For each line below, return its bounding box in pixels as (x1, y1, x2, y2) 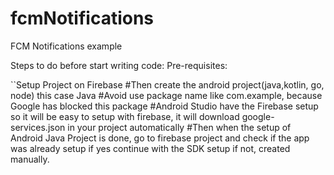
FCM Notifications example (10, 40, 123, 52)
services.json (10, 121, 66, 133)
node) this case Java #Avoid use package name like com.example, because (10, 89, 323, 101)
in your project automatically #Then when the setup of (67, 121, 292, 133)
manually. (10, 153, 50, 165)
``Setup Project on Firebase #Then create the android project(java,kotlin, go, (10, 78, 325, 91)
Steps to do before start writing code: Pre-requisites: (10, 59, 228, 71)
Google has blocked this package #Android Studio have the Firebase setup (10, 100, 319, 112)
